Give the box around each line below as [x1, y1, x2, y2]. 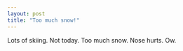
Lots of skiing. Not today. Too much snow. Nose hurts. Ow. [7, 36, 177, 44]
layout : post [7, 10, 46, 17]
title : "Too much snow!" [7, 17, 80, 24]
